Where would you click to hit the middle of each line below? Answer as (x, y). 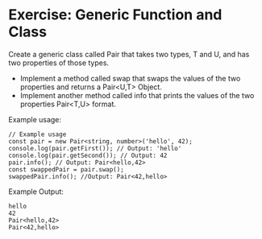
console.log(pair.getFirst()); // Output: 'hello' (95, 148)
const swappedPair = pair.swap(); (67, 169)
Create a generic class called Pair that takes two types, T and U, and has (129, 54)
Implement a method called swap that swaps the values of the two (130, 78)
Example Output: (36, 192)
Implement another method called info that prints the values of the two (137, 95)
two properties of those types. (59, 63)
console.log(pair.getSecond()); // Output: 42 (88, 155)
